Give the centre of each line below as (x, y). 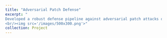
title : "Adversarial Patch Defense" (43, 10)
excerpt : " (16, 14)
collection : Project (27, 28)
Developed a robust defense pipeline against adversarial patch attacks (82, 19)
